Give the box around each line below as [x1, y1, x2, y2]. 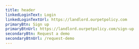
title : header [5, 7, 36, 13]
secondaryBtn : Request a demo [5, 31, 70, 36]
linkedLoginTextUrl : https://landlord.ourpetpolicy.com [5, 17, 127, 22]
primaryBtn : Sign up [5, 21, 50, 27]
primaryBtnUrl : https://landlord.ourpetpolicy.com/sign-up [5, 27, 134, 32]
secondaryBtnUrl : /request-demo [5, 36, 74, 41]
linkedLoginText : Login [5, 12, 56, 17]
